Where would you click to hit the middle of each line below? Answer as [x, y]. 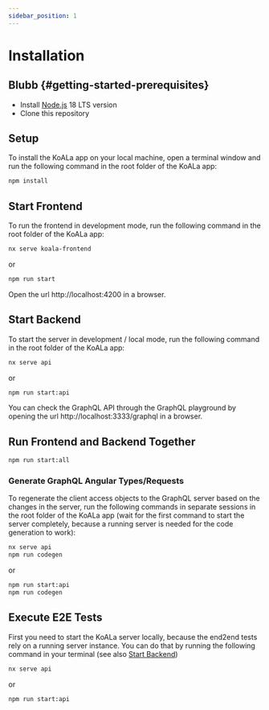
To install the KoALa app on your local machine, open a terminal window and [134, 158]
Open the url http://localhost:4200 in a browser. [87, 294]
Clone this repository [55, 113]
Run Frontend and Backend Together [102, 442]
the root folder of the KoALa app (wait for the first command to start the [126, 515]
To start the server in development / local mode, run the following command [134, 339]
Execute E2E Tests [55, 618]
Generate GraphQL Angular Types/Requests [96, 481]
